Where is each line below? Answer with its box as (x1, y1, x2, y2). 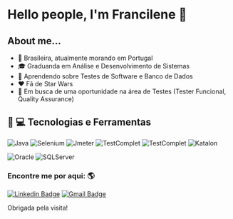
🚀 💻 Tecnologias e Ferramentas (7, 116, 152, 128)
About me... (7, 35, 62, 47)
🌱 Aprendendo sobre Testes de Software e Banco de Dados (17, 72, 194, 81)
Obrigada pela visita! (7, 203, 68, 213)
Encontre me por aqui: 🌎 (7, 170, 95, 180)
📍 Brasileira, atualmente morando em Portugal (17, 54, 153, 62)
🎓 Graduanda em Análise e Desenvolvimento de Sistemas (17, 62, 190, 70)
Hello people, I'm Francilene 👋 (7, 6, 187, 23)
